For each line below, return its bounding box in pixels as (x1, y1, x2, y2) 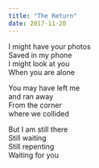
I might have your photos (8, 41, 91, 51)
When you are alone (8, 67, 75, 77)
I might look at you (8, 58, 70, 69)
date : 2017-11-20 (8, 19, 67, 27)
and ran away (8, 91, 54, 101)
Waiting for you (8, 150, 59, 160)
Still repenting (8, 141, 55, 151)
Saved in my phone (8, 50, 72, 60)
